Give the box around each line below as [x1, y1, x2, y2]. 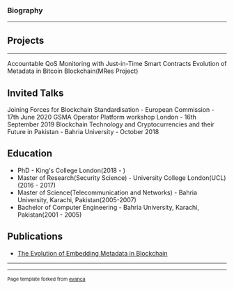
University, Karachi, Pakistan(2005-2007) [17, 195, 137, 204]
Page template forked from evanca [7, 275, 86, 283]
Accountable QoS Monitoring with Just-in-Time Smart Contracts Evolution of [7, 60, 227, 68]
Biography [7, 6, 43, 15]
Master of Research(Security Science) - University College [17, 173, 186, 182]
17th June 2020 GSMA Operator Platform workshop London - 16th [7, 113, 197, 121]
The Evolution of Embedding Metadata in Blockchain [17, 249, 169, 257]
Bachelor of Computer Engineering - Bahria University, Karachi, [17, 203, 200, 211]
